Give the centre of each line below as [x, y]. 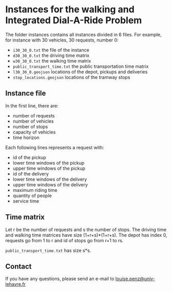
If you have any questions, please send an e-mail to [60, 279]
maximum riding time [35, 190]
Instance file [26, 93]
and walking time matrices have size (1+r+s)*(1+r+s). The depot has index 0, [86, 235]
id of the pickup [29, 157]
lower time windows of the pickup [49, 163]
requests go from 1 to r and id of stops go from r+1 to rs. [64, 240]
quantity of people [32, 196]
